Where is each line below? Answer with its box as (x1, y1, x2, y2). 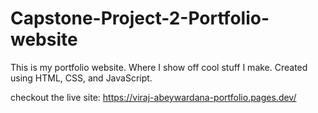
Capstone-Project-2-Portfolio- (10, 7, 270, 30)
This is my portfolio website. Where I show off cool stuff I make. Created (10, 61, 308, 73)
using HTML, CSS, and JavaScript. (10, 72, 153, 84)
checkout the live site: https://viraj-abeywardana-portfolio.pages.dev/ (10, 91, 297, 103)
